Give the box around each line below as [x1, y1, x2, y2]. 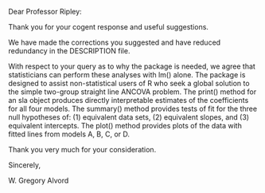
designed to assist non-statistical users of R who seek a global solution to [8, 79, 250, 88]
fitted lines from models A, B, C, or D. [8, 129, 130, 139]
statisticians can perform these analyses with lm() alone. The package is [8, 70, 246, 79]
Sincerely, [8, 160, 41, 170]
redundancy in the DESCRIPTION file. [8, 46, 131, 55]
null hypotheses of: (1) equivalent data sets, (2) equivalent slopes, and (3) [8, 112, 249, 122]
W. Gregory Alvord [8, 175, 69, 185]
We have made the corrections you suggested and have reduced [8, 37, 221, 47]
